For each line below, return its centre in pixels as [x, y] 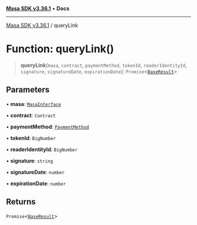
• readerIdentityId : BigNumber [42, 149]
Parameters [28, 90]
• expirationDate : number [36, 183]
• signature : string [30, 161]
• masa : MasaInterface [34, 104]
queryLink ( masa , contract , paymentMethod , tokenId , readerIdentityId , [104, 65]
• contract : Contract [31, 115]
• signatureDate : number [35, 172]
